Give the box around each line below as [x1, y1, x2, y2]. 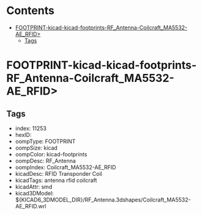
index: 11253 [15, 125, 47, 132]
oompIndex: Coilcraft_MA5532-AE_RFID [15, 163, 116, 171]
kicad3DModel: [15, 189, 54, 197]
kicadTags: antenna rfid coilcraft [15, 177, 97, 184]
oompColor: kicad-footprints [15, 150, 88, 158]
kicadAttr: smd [15, 183, 53, 190]
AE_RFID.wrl [15, 202, 47, 210]
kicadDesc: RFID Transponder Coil [15, 170, 102, 177]
